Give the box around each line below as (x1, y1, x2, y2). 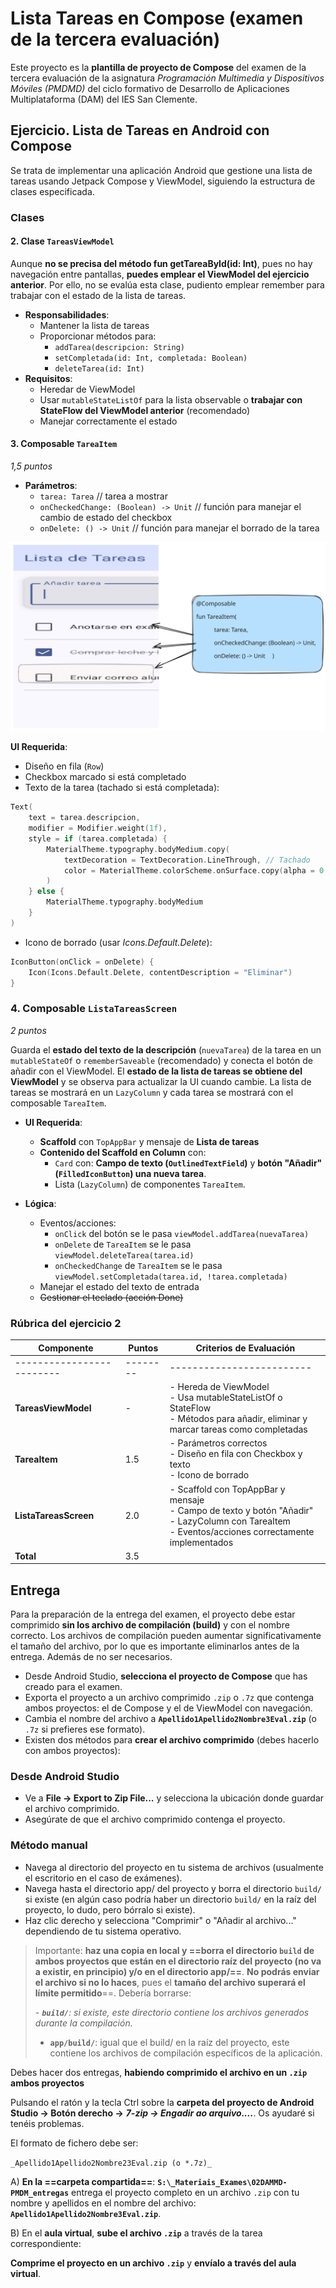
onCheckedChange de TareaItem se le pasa (54, 1259, 223, 1271)
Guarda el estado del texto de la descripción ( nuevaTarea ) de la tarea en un (10, 1043, 322, 1056)
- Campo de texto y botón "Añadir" (169, 1504, 314, 1516)
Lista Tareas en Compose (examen (10, 7, 304, 30)
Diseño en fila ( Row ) (24, 760, 105, 772)
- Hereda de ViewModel (169, 1381, 270, 1392)
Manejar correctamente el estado (39, 415, 178, 427)
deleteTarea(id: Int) (54, 363, 145, 374)
